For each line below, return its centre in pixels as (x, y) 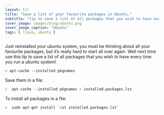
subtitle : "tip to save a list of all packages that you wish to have (78, 19)
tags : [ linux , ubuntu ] (30, 32)
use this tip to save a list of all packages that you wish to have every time (78, 57)
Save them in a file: (24, 80)
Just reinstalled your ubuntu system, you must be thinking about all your (78, 46)
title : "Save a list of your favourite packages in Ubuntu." (69, 14)
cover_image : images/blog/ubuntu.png (43, 23)
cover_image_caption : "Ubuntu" (37, 28)
